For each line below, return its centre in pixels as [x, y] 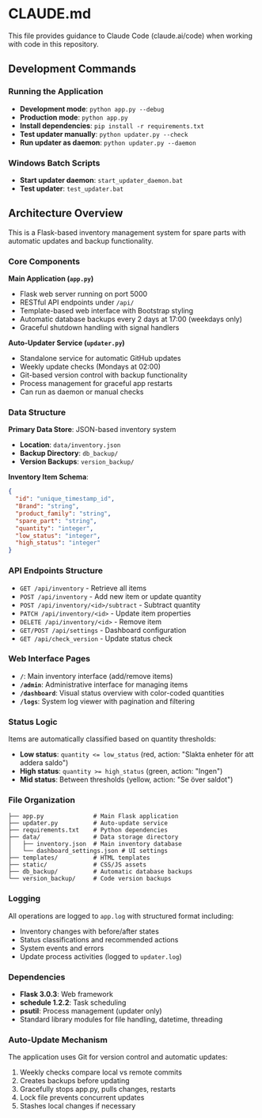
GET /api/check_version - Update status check [96, 639]
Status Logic [33, 722]
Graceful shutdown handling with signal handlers [99, 328]
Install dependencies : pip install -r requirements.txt [112, 125]
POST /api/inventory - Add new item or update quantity [110, 596]
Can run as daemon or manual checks [82, 392]
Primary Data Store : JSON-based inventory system [92, 430]
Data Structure [37, 412]
